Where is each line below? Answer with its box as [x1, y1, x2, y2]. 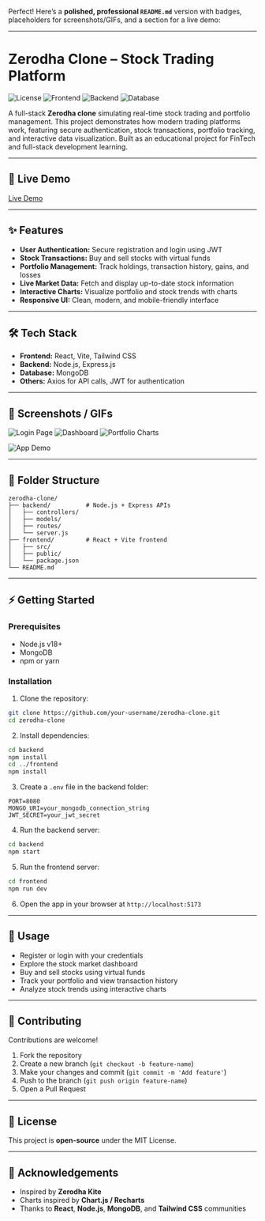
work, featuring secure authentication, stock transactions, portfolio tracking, [8, 125, 256, 134]
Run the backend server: [19, 826, 100, 835]
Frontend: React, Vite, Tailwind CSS [19, 351, 136, 361]
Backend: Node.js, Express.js [19, 360, 116, 369]
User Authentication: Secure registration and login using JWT [19, 244, 223, 254]
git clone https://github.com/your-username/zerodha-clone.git [8, 709, 221, 716]
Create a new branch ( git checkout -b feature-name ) [19, 1059, 194, 1068]
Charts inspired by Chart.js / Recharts [19, 1195, 145, 1204]
